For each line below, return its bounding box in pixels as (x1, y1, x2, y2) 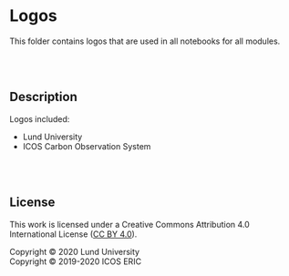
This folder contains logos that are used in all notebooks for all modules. (9, 36, 281, 46)
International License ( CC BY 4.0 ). (9, 229, 138, 240)
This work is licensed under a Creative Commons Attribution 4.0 (9, 219, 251, 230)
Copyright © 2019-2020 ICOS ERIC (9, 256, 142, 267)
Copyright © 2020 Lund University (9, 246, 139, 257)
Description (9, 89, 77, 105)
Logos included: (9, 113, 70, 124)
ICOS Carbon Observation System (22, 140, 151, 151)
